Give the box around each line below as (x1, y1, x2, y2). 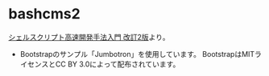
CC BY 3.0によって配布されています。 (55, 59, 180, 69)
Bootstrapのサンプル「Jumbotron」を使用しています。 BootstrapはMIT (19, 49, 255, 58)
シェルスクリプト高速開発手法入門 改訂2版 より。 (8, 32, 170, 42)
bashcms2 (8, 5, 81, 23)
